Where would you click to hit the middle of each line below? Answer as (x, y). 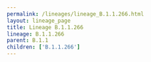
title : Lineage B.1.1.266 (45, 27)
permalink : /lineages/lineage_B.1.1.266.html (75, 14)
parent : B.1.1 (28, 41)
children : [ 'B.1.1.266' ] (43, 47)
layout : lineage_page (39, 21)
